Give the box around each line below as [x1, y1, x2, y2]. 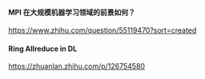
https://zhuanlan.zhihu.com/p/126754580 [8, 61, 146, 71]
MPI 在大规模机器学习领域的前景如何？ [8, 7, 136, 17]
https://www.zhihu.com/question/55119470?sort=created [8, 26, 197, 35]
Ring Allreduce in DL [8, 44, 78, 53]
